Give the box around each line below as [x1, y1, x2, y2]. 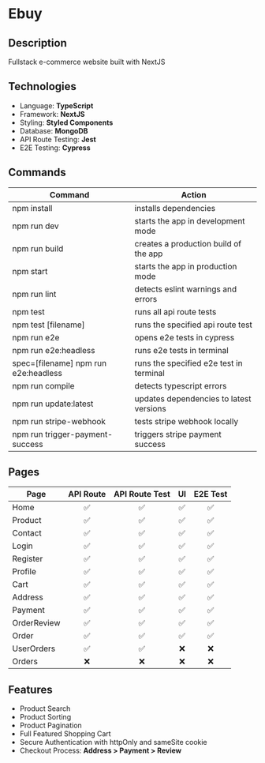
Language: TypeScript [19, 100, 94, 111]
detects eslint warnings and [134, 284, 237, 295]
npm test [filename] [12, 319, 85, 330]
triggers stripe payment [134, 428, 222, 439]
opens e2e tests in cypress [134, 332, 235, 343]
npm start [12, 265, 48, 276]
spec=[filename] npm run [12, 357, 107, 368]
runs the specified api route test [134, 319, 252, 330]
